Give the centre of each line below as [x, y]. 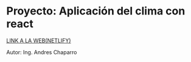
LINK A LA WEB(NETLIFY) [39, 40]
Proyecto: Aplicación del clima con [96, 11]
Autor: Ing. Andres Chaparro [42, 52]
